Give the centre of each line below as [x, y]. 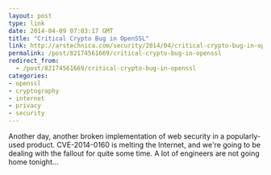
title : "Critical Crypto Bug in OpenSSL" [79, 38]
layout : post [30, 16]
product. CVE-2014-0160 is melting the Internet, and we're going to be [144, 145]
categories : [28, 76]
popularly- [243, 136]
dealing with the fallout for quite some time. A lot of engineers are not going [134, 153]
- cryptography [34, 91]
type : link [27, 23]
